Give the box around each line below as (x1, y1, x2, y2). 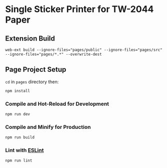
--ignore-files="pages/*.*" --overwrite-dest (5, 52, 102, 57)
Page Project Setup (5, 65, 67, 74)
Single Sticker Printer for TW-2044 (5, 4, 154, 15)
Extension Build (5, 34, 55, 43)
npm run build (5, 135, 35, 140)
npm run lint (5, 158, 33, 163)
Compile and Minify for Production (5, 123, 91, 130)
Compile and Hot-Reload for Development (5, 100, 109, 107)
